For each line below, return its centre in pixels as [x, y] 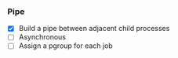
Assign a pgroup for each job [65, 46]
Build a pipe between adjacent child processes [94, 29]
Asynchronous [42, 37]
